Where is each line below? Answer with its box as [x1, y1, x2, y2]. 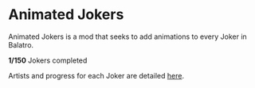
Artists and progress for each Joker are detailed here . [8, 71, 185, 80]
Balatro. [8, 40, 34, 49]
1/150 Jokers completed [8, 55, 88, 65]
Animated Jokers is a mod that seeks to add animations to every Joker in [8, 32, 247, 41]
